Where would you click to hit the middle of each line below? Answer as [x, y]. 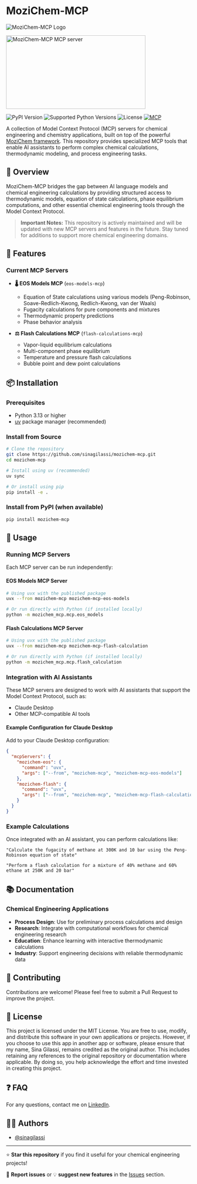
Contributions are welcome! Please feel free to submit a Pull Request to [92, 992]
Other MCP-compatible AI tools [52, 714]
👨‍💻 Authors [27, 1123]
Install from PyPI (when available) [55, 507]
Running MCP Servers [38, 555]
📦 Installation [32, 383]
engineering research [40, 934]
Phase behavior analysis [53, 322]
